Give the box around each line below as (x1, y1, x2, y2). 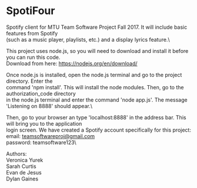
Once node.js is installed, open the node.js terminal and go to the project (6, 71, 182, 78)
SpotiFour (6, 4, 55, 18)
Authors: (6, 150, 27, 157)
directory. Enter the (6, 78, 53, 85)
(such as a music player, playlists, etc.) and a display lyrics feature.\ (6, 36, 170, 43)
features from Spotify (6, 29, 58, 36)
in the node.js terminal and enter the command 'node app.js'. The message (6, 96, 188, 103)
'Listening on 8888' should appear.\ (6, 102, 93, 109)
